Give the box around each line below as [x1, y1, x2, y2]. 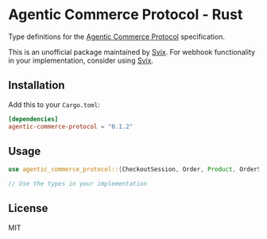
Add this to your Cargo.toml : [8, 99, 101, 109]
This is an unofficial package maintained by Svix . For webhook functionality [8, 47, 256, 56]
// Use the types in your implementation [8, 180, 148, 188]
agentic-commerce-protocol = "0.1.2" [8, 122, 133, 130]
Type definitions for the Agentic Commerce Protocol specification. [8, 32, 225, 41]
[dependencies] [8, 115, 59, 123]
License [8, 202, 48, 215]
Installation [8, 79, 65, 92]
